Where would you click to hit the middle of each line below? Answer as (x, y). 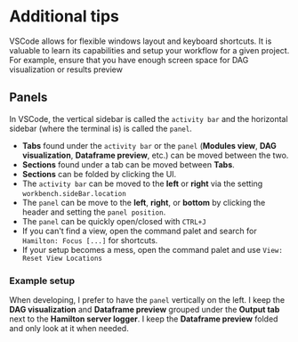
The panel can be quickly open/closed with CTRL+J (114, 221)
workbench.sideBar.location (74, 193)
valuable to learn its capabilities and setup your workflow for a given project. (149, 50)
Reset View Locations (62, 258)
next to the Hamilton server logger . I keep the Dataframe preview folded (144, 319)
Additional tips (64, 16)
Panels (28, 98)
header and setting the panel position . (94, 212)
